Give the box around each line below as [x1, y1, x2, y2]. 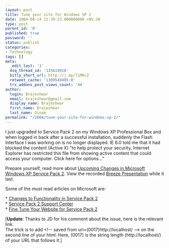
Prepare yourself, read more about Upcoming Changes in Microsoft [5, 165, 145, 171]
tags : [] [5, 54, 24, 59]
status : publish [5, 40, 39, 45]
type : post [5, 21, 28, 27]
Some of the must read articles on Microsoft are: [5, 186, 106, 192]
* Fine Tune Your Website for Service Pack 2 [5, 206, 98, 212]
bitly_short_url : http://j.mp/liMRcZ [10, 73, 89, 78]
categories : [5, 45, 30, 50]
